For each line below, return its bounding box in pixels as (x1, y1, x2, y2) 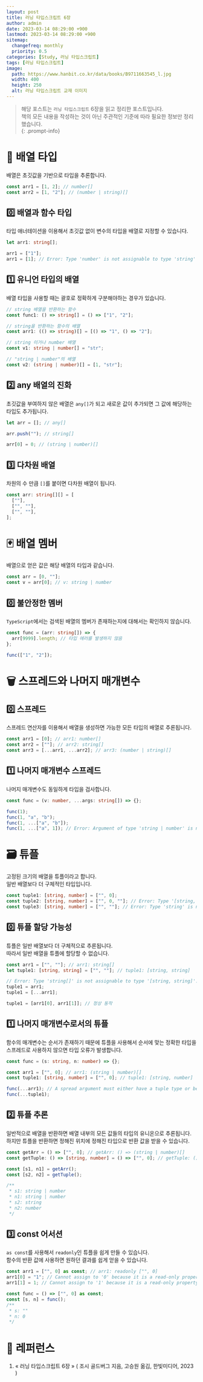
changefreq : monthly (11, 43, 63, 49)
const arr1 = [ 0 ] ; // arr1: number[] (6, 736, 101, 742)
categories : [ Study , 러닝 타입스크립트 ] (6, 54, 100, 60)
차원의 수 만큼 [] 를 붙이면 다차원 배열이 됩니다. (6, 480, 117, 487)
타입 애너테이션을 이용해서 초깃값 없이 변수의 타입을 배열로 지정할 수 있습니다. (6, 227, 188, 235)
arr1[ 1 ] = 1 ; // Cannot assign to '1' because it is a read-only (6, 1280, 174, 1286)
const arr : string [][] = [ (6, 492, 74, 498)
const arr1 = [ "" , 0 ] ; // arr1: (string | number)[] (6, 1069, 142, 1075)
